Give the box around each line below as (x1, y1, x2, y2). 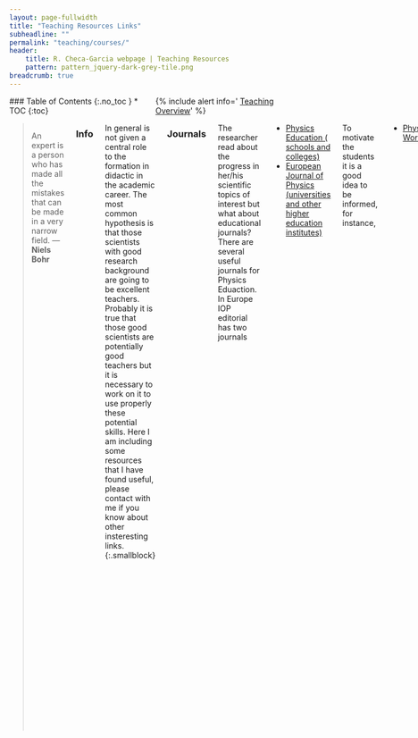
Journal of (285, 170, 324, 180)
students (342, 151, 375, 162)
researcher (217, 131, 258, 143)
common (104, 207, 138, 219)
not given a (104, 131, 146, 143)
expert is (30, 139, 64, 150)
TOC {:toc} (9, 105, 49, 116)
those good (104, 322, 147, 332)
